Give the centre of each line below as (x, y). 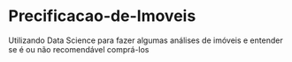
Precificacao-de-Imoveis (102, 16)
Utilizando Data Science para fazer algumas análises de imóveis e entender (146, 40)
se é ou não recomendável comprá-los (79, 49)
